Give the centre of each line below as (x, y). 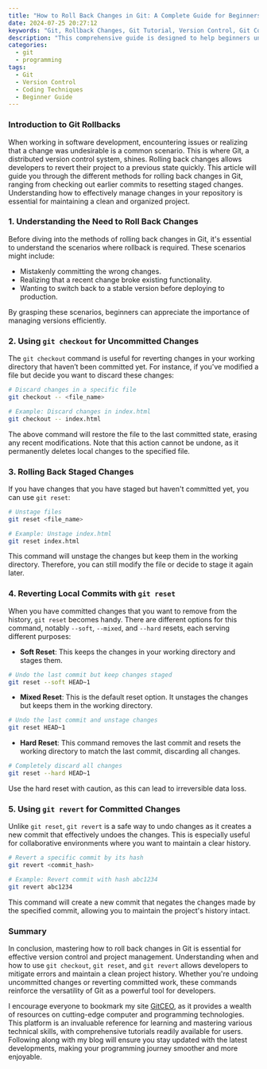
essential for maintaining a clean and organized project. (99, 201)
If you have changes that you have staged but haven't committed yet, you (129, 489)
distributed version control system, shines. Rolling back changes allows (125, 159)
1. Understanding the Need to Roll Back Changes (103, 222)
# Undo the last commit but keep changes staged (90, 675)
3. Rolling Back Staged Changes (71, 471)
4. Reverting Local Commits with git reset (92, 594)
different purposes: (40, 636)
